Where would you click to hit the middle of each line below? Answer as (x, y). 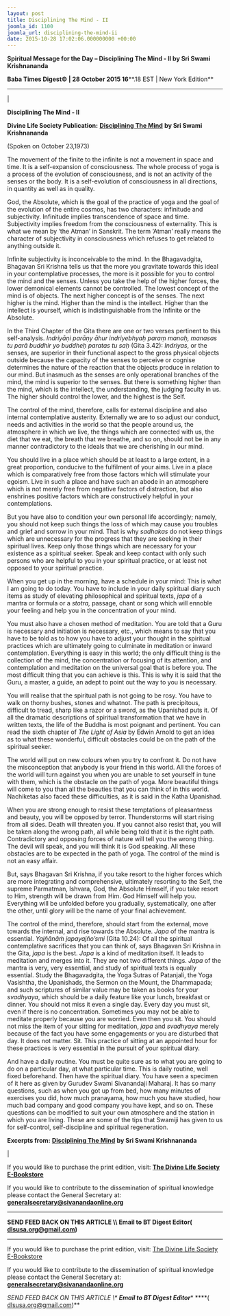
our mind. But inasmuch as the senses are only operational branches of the (113, 375)
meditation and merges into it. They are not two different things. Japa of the (114, 961)
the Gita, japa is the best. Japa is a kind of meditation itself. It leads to (105, 953)
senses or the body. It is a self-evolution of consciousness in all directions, (112, 181)
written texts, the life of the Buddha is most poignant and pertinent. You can (114, 725)
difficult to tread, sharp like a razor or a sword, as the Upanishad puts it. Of (112, 710)
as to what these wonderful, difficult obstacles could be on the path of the (112, 739)
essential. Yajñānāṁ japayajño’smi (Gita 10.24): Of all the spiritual (100, 939)
